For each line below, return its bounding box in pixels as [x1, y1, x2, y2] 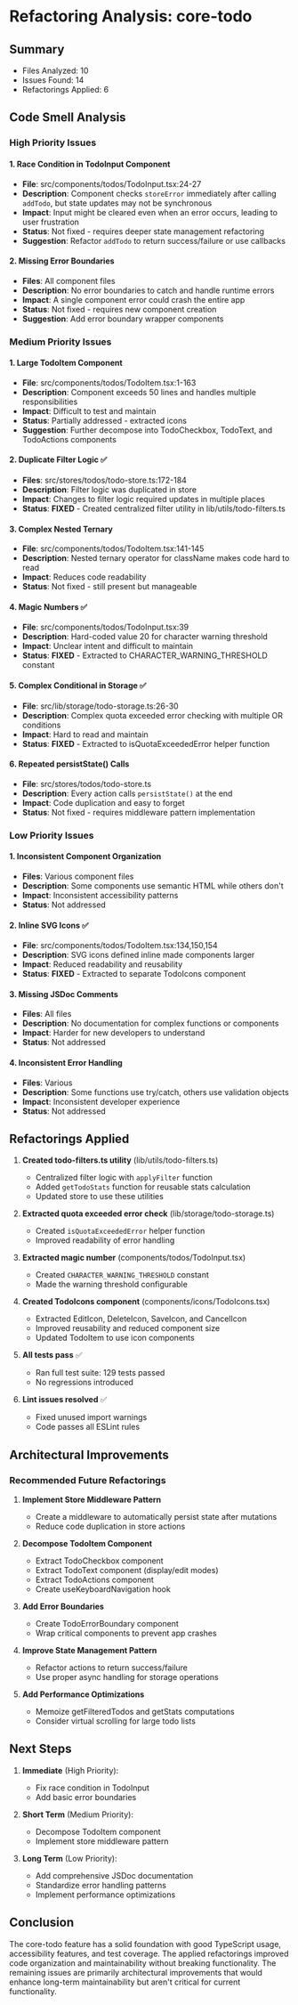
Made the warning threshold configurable [35, 1279, 189, 1290]
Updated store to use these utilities [35, 1191, 165, 1202]
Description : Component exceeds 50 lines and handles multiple [21, 386, 256, 397]
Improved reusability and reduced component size [35, 1323, 221, 1334]
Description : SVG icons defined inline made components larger [21, 950, 255, 961]
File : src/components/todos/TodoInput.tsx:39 [21, 621, 189, 633]
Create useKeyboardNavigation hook [35, 1584, 171, 1595]
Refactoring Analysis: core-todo [9, 6, 253, 27]
